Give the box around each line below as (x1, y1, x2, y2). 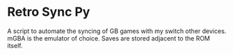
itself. (7, 41, 23, 49)
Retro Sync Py (7, 4, 90, 20)
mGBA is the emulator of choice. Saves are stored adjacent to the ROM (7, 34, 211, 42)
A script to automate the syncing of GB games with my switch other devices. (7, 27, 227, 35)
